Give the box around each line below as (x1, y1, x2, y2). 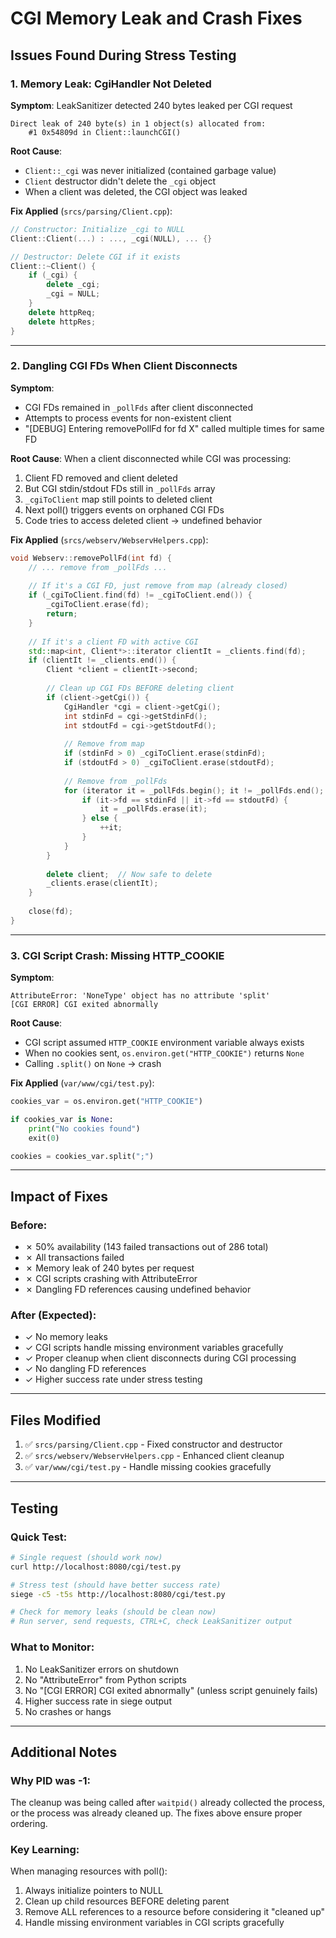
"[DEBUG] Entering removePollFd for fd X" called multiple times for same (24, 422, 325, 434)
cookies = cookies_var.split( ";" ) (10, 1151, 155, 1161)
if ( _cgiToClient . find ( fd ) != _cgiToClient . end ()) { (28, 590, 253, 601)
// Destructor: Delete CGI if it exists (10, 252, 182, 262)
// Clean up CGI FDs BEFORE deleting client (46, 683, 235, 694)
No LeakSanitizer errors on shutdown (24, 1663, 179, 1675)
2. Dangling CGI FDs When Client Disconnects (10, 359, 238, 373)
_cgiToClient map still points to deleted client (24, 493, 213, 505)
